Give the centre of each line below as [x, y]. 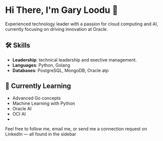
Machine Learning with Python [44, 103]
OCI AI [19, 114]
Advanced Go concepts [37, 98]
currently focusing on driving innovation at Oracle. [57, 29]
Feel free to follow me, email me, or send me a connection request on [76, 129]
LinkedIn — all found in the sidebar [41, 134]
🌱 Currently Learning [38, 86]
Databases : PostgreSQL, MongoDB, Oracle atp [60, 70]
